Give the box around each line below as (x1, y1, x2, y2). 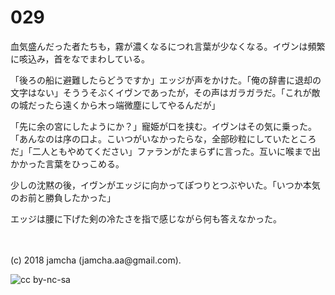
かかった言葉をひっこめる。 (10, 157, 125, 170)
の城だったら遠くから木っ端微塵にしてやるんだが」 (10, 99, 221, 111)
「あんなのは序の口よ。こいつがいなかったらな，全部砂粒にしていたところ (10, 132, 317, 145)
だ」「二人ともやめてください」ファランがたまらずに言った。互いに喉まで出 (10, 145, 321, 157)
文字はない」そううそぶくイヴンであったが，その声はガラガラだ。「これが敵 (10, 86, 321, 98)
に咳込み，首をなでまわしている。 (10, 52, 151, 65)
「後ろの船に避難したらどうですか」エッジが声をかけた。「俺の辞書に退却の (10, 74, 322, 86)
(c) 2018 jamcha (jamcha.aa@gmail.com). (10, 254, 182, 266)
